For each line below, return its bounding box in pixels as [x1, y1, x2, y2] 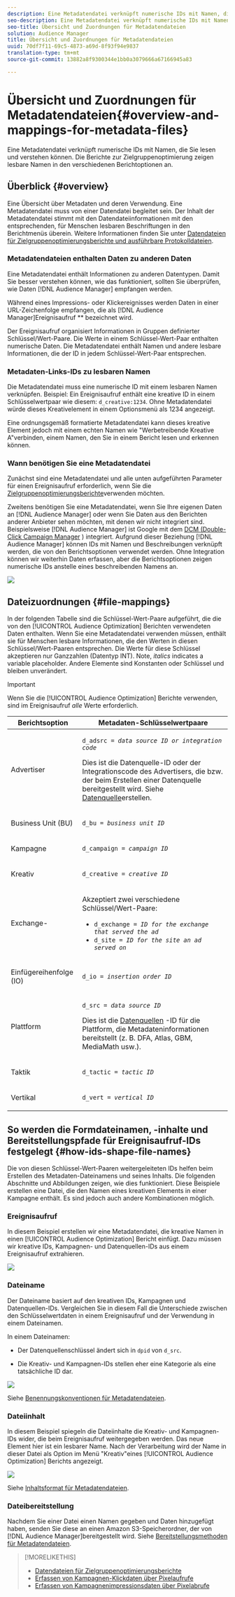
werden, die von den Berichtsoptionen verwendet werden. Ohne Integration [7, 548, 225, 556]
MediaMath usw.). [82, 1042, 141, 1052]
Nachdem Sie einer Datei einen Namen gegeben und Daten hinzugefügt [7, 1517, 215, 1525]
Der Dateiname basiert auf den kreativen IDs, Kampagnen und [7, 1296, 187, 1305]
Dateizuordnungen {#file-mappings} [7, 595, 171, 607]
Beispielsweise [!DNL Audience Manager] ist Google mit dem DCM [7, 525, 199, 534]
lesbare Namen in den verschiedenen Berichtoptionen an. [7, 160, 173, 168]
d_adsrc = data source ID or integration [82, 737, 222, 745]
